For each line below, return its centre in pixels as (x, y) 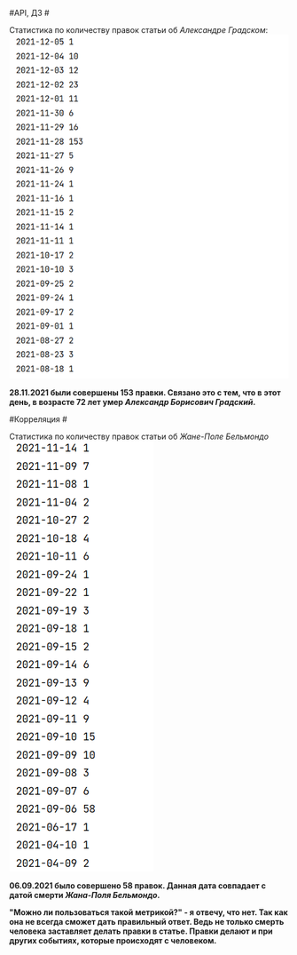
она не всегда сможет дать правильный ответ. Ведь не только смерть (147, 921)
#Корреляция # (39, 419)
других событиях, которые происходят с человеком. (113, 940)
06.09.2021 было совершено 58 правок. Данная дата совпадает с (138, 885)
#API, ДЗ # (30, 13)
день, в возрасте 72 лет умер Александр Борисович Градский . (133, 402)
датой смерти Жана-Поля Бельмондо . (85, 895)
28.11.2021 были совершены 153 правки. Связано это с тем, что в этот (145, 392)
